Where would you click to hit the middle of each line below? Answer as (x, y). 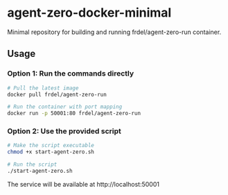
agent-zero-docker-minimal (89, 13)
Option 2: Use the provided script (64, 131)
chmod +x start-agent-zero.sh (51, 152)
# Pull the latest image (43, 88)
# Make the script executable (51, 146)
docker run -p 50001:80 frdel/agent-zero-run (74, 113)
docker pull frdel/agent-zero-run (57, 94)
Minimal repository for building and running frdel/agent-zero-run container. (114, 32)
